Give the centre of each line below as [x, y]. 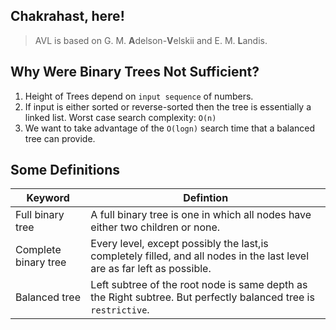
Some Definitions [65, 170]
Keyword [48, 198]
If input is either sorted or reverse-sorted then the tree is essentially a [168, 106]
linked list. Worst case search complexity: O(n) [120, 117]
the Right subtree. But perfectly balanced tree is [202, 297]
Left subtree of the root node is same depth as [199, 285]
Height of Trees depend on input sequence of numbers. [139, 96]
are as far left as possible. [151, 269]
